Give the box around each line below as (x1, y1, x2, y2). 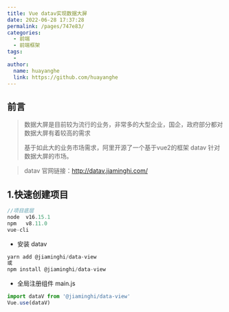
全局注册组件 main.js (17, 279, 76, 288)
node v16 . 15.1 (7, 213, 51, 220)
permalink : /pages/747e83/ (7, 23, 85, 29)
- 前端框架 (13, 42, 41, 49)
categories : (7, 29, 41, 36)
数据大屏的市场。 (23, 152, 73, 160)
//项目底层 (7, 207, 34, 214)
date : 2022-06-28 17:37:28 (7, 16, 85, 23)
